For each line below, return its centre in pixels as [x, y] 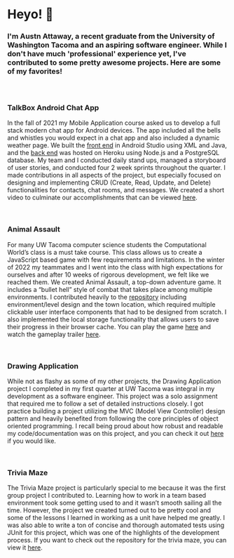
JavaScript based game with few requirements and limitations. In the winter [116, 260]
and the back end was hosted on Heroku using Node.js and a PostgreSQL [113, 153]
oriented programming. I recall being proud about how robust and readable [115, 426]
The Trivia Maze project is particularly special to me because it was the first [117, 488]
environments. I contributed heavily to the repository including [97, 297]
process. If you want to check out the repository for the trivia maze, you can [117, 540]
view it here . [25, 547]
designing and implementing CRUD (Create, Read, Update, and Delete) [109, 182]
